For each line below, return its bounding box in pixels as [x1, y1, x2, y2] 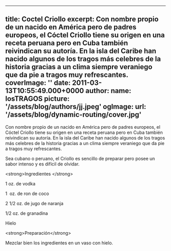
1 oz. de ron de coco [5, 190, 49, 197]
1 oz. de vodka [5, 180, 36, 186]
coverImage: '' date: [5, 78, 71, 87]
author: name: [85, 87, 131, 95]
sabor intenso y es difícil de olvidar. [5, 161, 80, 167]
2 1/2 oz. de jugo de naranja [5, 200, 64, 206]
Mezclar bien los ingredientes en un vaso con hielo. [5, 240, 113, 246]
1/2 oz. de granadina [5, 210, 48, 216]
